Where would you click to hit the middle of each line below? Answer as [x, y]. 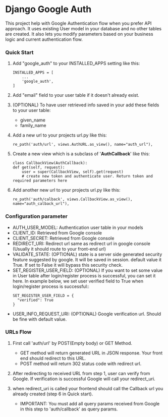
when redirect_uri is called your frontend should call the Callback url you [88, 388]
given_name [33, 120]
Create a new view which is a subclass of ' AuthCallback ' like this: [81, 154]
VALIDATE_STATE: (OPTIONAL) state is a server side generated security [87, 254]
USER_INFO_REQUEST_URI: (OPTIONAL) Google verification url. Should [87, 314]
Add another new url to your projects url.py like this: [66, 190]
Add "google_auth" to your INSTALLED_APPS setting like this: [76, 64]
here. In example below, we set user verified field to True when [78, 281]
